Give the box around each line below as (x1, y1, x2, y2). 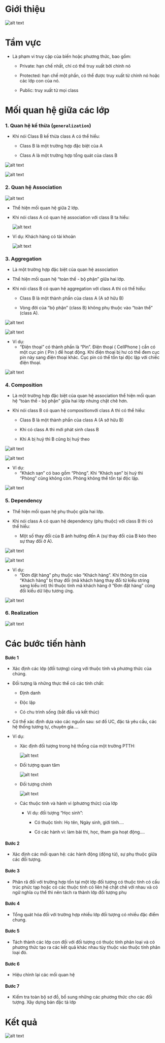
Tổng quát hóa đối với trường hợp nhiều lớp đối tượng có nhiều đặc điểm (12, 911, 159, 917)
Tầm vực (5, 37, 41, 48)
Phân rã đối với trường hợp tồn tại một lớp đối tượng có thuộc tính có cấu (12, 879, 160, 885)
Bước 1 (5, 655, 19, 661)
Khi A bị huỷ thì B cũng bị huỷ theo (19, 436, 90, 442)
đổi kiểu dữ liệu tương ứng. (19, 588, 74, 594)
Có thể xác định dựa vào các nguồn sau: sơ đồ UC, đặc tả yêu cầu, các (12, 719, 157, 725)
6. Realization (5, 609, 38, 616)
